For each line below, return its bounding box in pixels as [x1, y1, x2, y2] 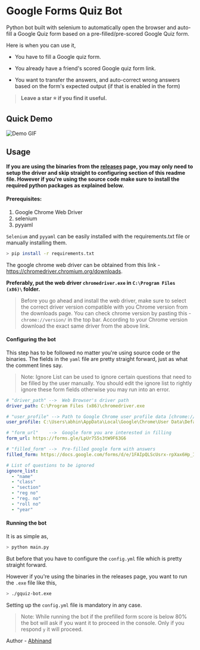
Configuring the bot [6, 336, 57, 343]
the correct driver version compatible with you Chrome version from [20, 303, 188, 310]
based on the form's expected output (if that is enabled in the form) [14, 82, 180, 90]
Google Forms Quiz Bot [6, 4, 123, 18]
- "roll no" [11, 501, 42, 507]
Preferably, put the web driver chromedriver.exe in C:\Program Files [6, 279, 176, 286]
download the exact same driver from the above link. [20, 322, 151, 329]
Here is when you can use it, [6, 42, 76, 49]
